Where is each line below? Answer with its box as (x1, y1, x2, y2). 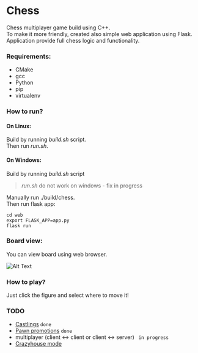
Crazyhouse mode (15, 340, 62, 348)
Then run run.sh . (6, 142, 49, 150)
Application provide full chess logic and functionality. (6, 37, 140, 44)
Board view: (6, 236, 43, 245)
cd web (6, 212, 23, 218)
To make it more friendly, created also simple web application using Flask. (6, 30, 193, 37)
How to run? (6, 107, 43, 116)
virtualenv (15, 92, 41, 100)
